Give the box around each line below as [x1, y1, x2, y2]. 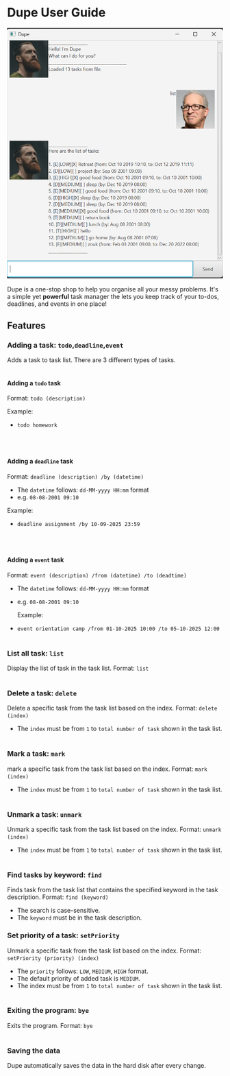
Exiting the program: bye [7, 1006, 89, 1016]
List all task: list [7, 648, 64, 658]
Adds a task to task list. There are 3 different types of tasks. [7, 356, 176, 364]
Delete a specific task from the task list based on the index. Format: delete [7, 704, 218, 713]
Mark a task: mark [7, 749, 66, 758]
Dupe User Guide [7, 5, 106, 21]
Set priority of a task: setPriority [7, 931, 120, 940]
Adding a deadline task [7, 457, 73, 465]
